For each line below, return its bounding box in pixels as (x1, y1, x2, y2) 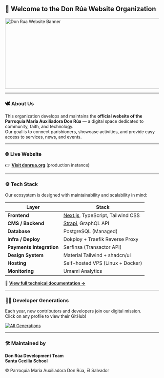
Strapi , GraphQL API (63, 220, 110, 227)
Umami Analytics (63, 267, 102, 274)
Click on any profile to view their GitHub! (5, 313, 86, 319)
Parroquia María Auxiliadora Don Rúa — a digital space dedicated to (5, 118, 144, 124)
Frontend (7, 212, 29, 218)
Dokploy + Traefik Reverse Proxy (63, 236, 139, 242)
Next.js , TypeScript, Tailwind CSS (63, 212, 140, 218)
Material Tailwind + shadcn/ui (63, 252, 131, 259)
